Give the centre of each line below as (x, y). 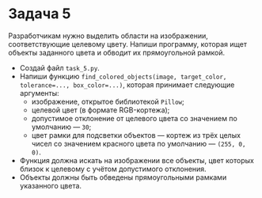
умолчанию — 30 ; (61, 127)
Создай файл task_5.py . (60, 67)
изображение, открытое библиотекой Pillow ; (108, 101)
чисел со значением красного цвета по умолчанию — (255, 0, (139, 143)
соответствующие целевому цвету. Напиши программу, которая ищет (128, 44)
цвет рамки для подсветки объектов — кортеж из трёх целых (136, 135)
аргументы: (39, 93)
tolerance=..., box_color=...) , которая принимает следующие (127, 85)
